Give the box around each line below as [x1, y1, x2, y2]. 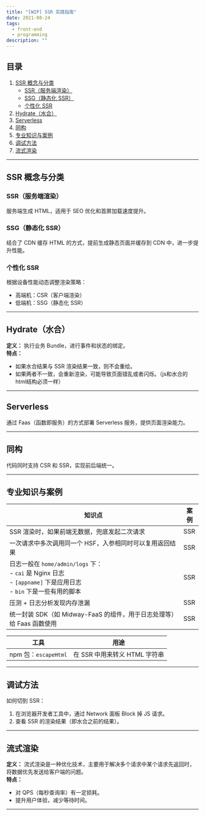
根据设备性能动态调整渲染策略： [6, 279, 87, 286]
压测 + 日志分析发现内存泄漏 [9, 599, 90, 607]
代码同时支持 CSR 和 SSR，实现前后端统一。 [6, 462, 118, 469]
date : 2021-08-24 [6, 15, 51, 21]
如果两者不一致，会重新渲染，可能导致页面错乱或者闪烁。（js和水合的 [15, 370, 188, 377]
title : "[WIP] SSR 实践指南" [6, 9, 77, 15]
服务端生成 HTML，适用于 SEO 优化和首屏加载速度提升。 [6, 207, 149, 214]
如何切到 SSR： [6, 697, 45, 705]
